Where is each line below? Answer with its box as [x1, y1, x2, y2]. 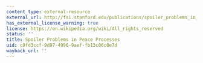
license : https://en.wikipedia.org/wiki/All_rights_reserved [6, 25, 164, 32]
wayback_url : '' [6, 48, 47, 54]
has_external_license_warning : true [6, 20, 98, 26]
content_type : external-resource [6, 8, 91, 15]
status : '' [6, 31, 34, 37]
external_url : [6, 14, 42, 20]
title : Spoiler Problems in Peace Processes [6, 37, 120, 43]
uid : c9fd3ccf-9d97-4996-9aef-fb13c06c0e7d [6, 43, 118, 49]
